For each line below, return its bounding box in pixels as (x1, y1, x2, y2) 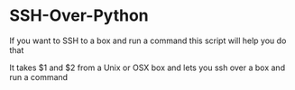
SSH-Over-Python (9, 5, 149, 26)
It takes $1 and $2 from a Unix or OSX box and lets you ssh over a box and (9, 62, 286, 73)
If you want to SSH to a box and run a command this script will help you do (9, 35, 287, 46)
